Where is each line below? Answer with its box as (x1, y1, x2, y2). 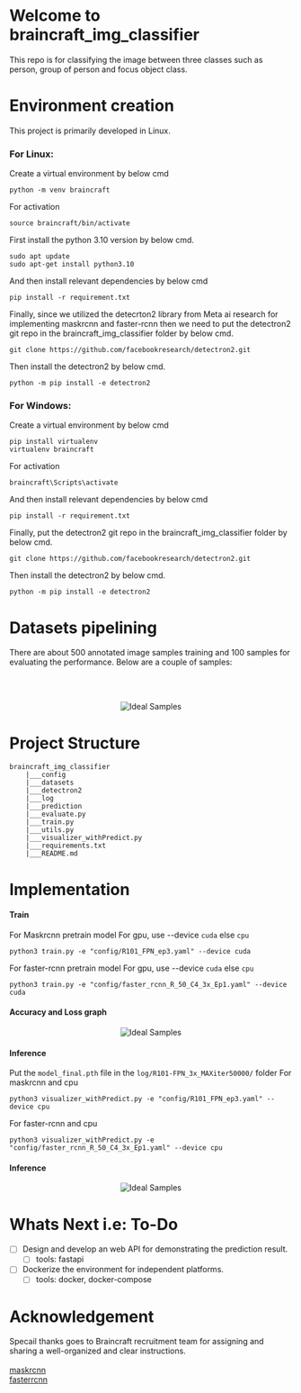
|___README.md (25, 849, 78, 858)
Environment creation (9, 95, 175, 116)
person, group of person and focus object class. (9, 64, 188, 75)
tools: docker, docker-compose (35, 1274, 153, 1285)
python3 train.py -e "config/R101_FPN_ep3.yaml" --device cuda (9, 946, 252, 955)
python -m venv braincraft (9, 185, 111, 194)
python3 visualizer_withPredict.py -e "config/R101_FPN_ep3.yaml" (9, 1095, 263, 1104)
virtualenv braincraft (9, 445, 94, 455)
